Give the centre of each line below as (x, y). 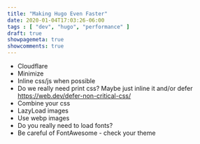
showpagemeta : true (36, 40)
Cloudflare (33, 66)
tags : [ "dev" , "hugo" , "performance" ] (69, 27)
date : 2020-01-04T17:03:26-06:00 (56, 20)
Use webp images (43, 118)
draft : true (24, 33)
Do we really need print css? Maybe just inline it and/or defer (105, 88)
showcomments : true (36, 46)
